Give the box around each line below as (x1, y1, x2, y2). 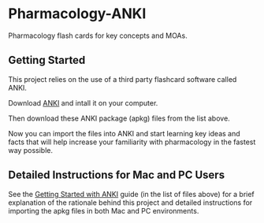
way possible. (8, 145, 54, 154)
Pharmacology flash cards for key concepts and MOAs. (8, 31, 188, 40)
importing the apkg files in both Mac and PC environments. (8, 206, 199, 215)
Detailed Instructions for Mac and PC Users (8, 169, 225, 182)
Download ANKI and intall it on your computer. (8, 98, 158, 107)
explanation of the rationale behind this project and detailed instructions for (8, 198, 253, 207)
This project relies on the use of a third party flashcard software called (8, 74, 237, 84)
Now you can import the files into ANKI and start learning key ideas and (8, 128, 240, 138)
